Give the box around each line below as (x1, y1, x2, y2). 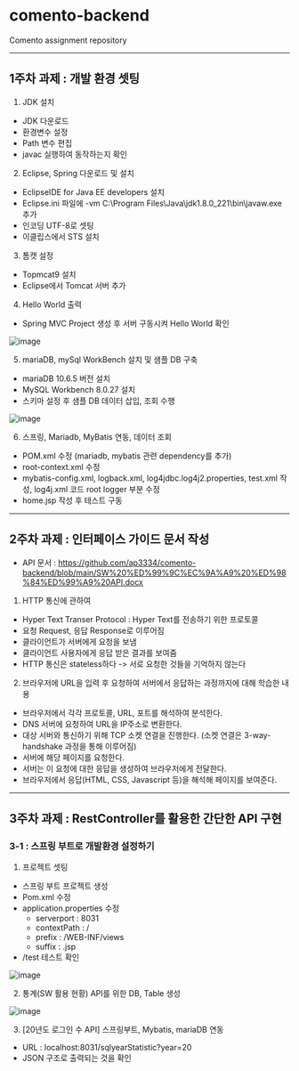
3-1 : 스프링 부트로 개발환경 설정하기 (9, 840, 155, 852)
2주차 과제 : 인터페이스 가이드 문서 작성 (9, 531, 210, 548)
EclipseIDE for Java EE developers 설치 (21, 186, 165, 197)
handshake (21, 741, 63, 751)
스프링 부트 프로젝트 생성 (21, 880, 109, 891)
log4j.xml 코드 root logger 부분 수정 (34, 483, 160, 494)
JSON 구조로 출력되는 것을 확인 (21, 1052, 132, 1064)
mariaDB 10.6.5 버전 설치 (21, 373, 111, 384)
